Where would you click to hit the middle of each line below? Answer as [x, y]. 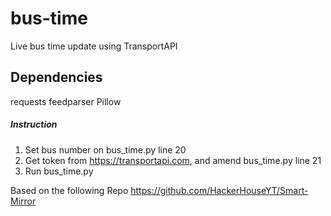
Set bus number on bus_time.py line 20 [105, 149]
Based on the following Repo [69, 190]
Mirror [23, 201]
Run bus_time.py [59, 171]
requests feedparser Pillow [66, 101]
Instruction [34, 124]
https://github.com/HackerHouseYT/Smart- [219, 190]
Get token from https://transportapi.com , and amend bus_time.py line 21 [173, 160]
